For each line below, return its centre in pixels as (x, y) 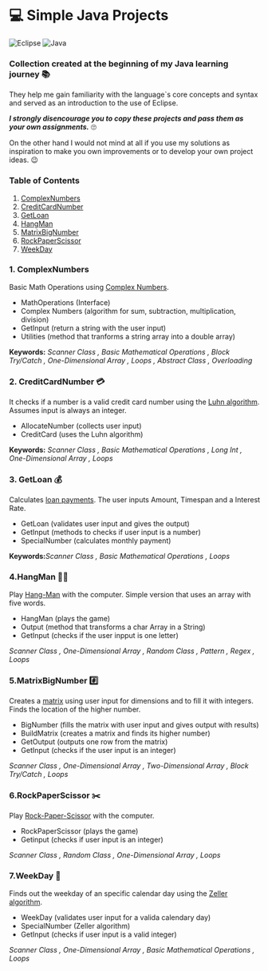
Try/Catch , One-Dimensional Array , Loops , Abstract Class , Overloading (131, 360)
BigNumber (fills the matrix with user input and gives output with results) (140, 725)
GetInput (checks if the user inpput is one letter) (99, 635)
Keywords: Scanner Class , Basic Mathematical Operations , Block (120, 351)
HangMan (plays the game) (65, 618)
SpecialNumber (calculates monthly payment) (96, 541)
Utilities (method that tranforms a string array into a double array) (128, 336)
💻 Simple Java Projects (89, 16)
